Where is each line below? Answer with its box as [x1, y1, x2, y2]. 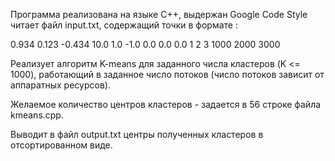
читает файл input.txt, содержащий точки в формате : [10, 19, 238, 31]
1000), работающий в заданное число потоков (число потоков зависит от [10, 69, 325, 80]
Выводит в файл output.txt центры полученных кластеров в [10, 129, 264, 140]
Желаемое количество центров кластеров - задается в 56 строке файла [10, 99, 322, 110]
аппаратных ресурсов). [10, 79, 111, 91]
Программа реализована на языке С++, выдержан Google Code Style [10, 9, 308, 20]
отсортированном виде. [10, 139, 113, 151]
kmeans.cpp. [10, 109, 64, 121]
